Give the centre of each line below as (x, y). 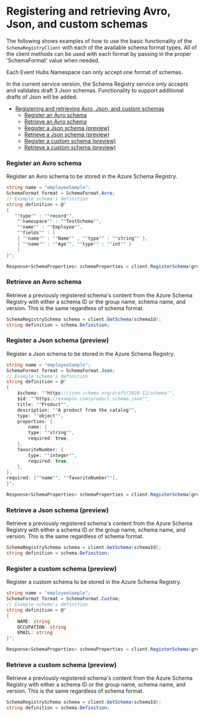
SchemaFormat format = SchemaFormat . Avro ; (61, 193)
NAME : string (34, 622)
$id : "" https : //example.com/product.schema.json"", (84, 399)
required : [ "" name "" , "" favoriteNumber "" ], (62, 478)
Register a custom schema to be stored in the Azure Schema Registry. (94, 582)
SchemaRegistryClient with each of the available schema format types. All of (102, 47)
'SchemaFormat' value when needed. (53, 60)
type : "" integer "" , (53, 455)
